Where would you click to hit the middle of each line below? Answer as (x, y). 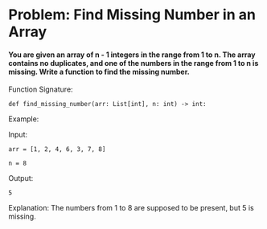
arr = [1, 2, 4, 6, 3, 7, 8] (57, 149)
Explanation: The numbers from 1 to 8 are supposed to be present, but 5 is (131, 208)
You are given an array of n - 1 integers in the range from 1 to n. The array (132, 55)
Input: (18, 135)
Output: (21, 178)
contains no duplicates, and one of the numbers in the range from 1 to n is (133, 63)
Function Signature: (41, 89)
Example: (24, 119)
